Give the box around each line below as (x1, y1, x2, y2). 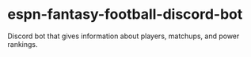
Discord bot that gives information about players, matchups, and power (7, 31, 240, 41)
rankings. (7, 39, 38, 48)
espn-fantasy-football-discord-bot (7, 5, 243, 23)
